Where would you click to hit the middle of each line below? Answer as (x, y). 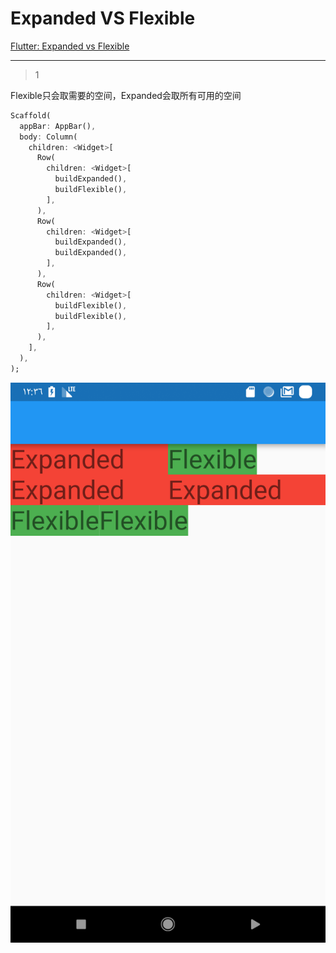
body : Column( (48, 137)
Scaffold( (31, 115)
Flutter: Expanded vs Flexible (70, 46)
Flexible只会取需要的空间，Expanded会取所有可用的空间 (126, 95)
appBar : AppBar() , (58, 126)
